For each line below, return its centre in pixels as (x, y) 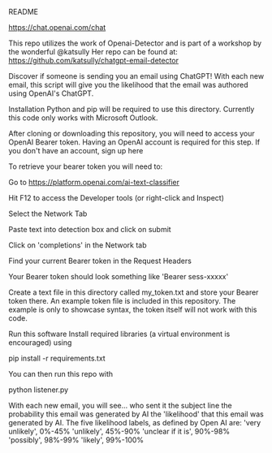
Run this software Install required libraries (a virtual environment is (119, 334)
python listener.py (39, 390)
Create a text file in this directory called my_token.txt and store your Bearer (134, 292)
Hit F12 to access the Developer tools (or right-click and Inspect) (117, 198)
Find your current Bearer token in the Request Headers (100, 261)
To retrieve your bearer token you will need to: (86, 166)
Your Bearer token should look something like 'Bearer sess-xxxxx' (119, 276)
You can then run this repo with (61, 374)
